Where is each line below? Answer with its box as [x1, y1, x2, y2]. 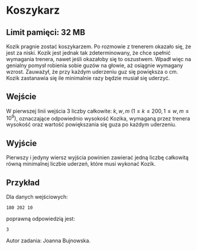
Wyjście [6, 138, 37, 148]
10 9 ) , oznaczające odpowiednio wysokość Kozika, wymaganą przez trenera [6, 113, 190, 122]
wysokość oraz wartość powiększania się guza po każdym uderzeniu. [6, 121, 177, 128]
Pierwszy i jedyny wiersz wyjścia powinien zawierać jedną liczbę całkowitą [6, 154, 189, 161]
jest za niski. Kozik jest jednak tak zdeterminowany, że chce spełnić [6, 49, 171, 56]
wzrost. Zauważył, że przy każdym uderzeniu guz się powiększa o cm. [6, 68, 179, 75]
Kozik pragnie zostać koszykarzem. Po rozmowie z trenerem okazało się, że [6, 43, 191, 50]
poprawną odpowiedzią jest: [6, 215, 75, 223]
